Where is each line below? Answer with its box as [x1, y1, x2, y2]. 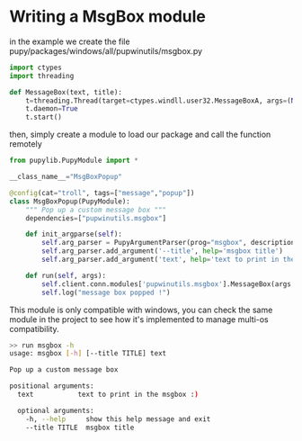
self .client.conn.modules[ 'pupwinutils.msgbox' [41, 279, 223, 289]
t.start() [25, 112, 63, 122]
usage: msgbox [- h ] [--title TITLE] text [9, 349, 167, 358]
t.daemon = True [25, 104, 78, 113]
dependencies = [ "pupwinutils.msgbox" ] [25, 213, 167, 222]
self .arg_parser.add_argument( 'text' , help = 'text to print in [41, 255, 280, 265]
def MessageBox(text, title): [9, 87, 123, 96]
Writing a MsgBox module [9, 6, 207, 27]
